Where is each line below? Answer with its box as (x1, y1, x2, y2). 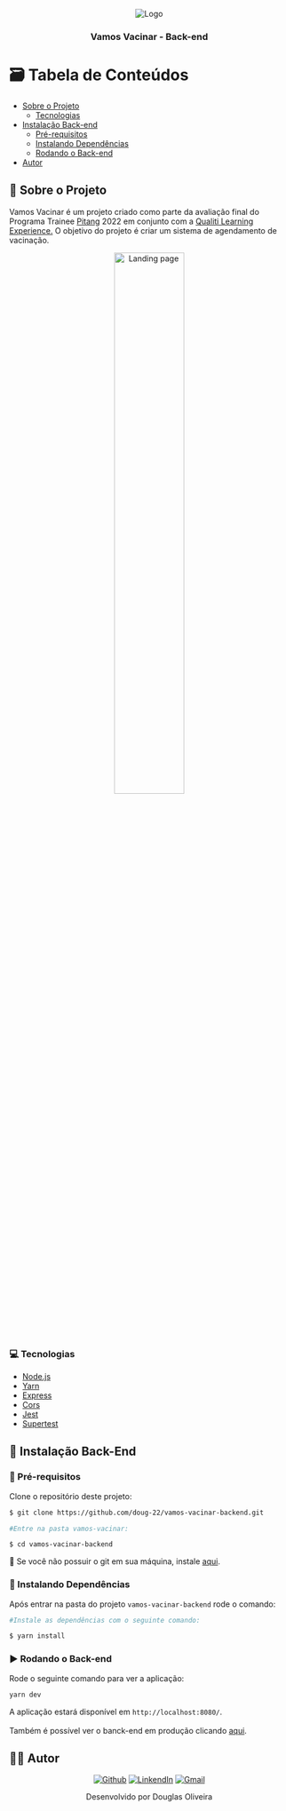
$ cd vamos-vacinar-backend (9, 1540, 114, 1549)
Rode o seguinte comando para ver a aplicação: (9, 1672, 185, 1683)
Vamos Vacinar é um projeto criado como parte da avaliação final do (9, 206, 260, 217)
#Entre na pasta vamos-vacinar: (9, 1524, 129, 1533)
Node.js (21, 1370, 52, 1381)
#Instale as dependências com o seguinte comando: (9, 1616, 201, 1624)
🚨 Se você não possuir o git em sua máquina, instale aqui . (9, 1556, 220, 1567)
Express (21, 1390, 52, 1401)
